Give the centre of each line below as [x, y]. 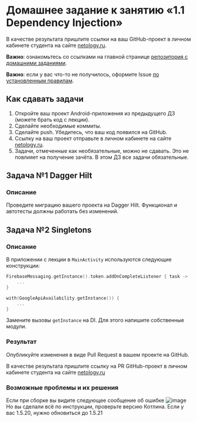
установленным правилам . [40, 81]
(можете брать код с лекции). [52, 119]
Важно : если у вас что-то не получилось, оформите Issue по [83, 74]
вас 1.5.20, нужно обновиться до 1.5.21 [54, 413]
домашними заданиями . [37, 63]
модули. [16, 327]
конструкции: [23, 266]
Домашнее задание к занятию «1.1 [96, 10]
